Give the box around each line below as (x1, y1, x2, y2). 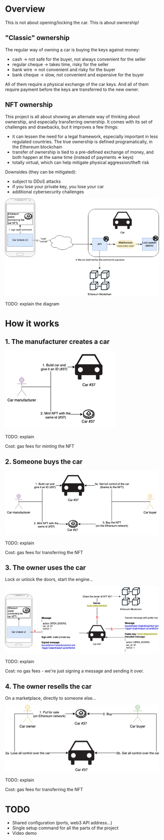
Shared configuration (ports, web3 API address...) (12, 820, 112, 826)
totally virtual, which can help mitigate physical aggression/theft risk (12, 159, 149, 165)
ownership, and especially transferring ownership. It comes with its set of (5, 119, 153, 125)
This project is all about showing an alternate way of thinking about (5, 113, 140, 119)
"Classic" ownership (5, 34, 70, 42)
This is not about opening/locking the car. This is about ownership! (5, 20, 139, 25)
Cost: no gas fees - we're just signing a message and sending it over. (5, 668, 144, 674)
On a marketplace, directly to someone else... (5, 695, 97, 701)
